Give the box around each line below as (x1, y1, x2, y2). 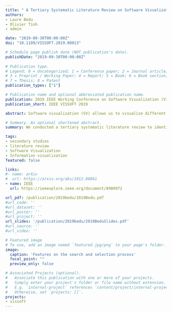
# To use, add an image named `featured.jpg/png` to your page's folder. (5, 242, 166, 248)
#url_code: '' (5, 200, 36, 205)
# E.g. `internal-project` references (5, 284, 93, 290)
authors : (5, 12, 24, 17)
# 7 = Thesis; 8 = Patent (5, 78, 60, 83)
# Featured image (5, 237, 42, 243)
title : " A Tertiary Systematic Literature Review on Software (5, 7, 143, 13)
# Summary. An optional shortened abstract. (5, 120, 102, 125)
